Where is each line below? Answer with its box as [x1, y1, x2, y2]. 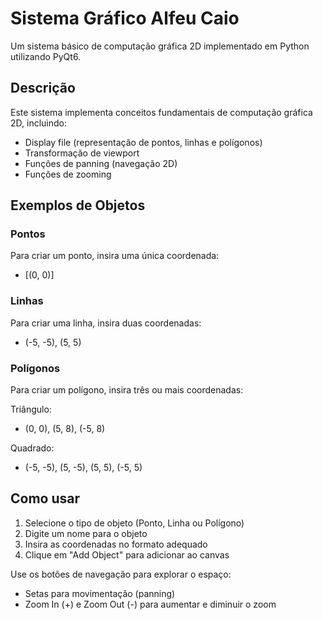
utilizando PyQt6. [10, 50, 82, 62]
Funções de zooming [24, 168, 112, 180]
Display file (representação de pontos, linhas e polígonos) [24, 136, 263, 148]
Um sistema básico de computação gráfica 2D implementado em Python [10, 40, 310, 52]
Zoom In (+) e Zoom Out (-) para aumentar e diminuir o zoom [24, 598, 277, 610]
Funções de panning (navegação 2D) [24, 157, 178, 169]
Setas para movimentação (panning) [24, 587, 176, 599]
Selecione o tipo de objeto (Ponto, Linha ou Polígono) [24, 517, 245, 529]
